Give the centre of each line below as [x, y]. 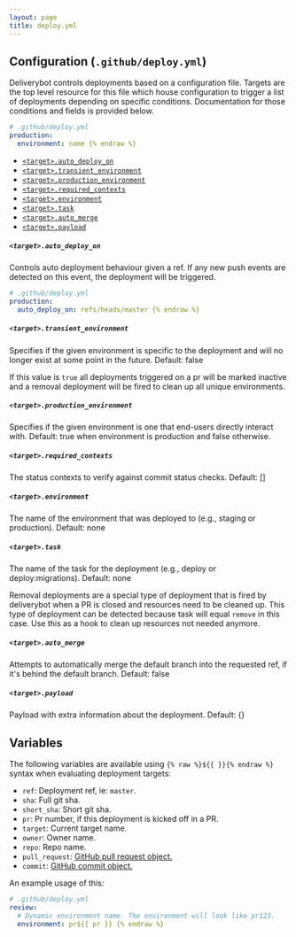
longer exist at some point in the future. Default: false [106, 360]
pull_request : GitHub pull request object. [97, 856]
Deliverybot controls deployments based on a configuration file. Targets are [147, 83]
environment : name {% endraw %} [77, 144]
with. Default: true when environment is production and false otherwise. [140, 437]
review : [23, 908]
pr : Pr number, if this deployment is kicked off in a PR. [120, 819]
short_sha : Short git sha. [66, 809]
